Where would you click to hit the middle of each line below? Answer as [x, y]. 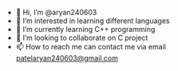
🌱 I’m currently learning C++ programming [85, 29]
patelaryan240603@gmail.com [67, 58]
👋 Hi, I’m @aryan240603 [56, 12]
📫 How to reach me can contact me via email [91, 47]
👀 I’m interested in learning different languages [93, 21]
